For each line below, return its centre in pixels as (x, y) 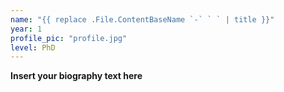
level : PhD (33, 47)
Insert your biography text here (76, 76)
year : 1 (26, 29)
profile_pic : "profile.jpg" (69, 38)
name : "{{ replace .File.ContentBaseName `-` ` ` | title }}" (142, 19)
